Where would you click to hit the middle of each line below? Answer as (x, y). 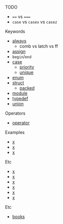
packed (27, 88)
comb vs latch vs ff (39, 46)
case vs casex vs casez (35, 22)
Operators (15, 113)
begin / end (22, 57)
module (20, 93)
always (19, 41)
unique (26, 72)
